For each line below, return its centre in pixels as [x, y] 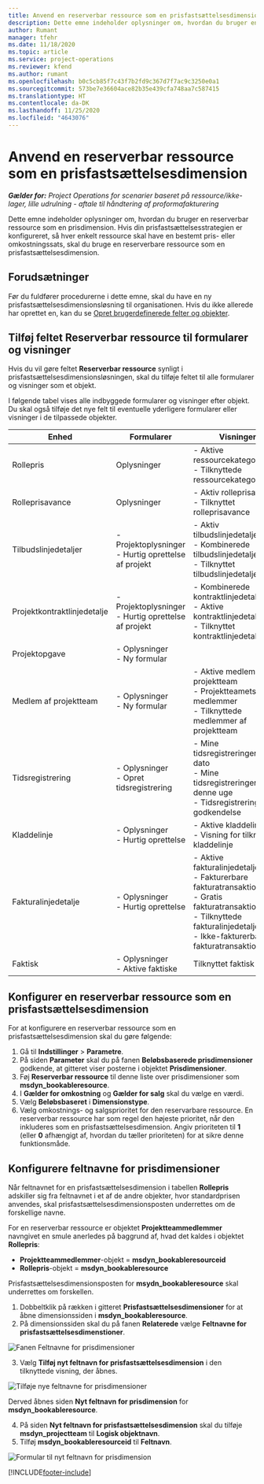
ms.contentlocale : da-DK [49, 103]
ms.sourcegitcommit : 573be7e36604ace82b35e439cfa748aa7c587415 [114, 89]
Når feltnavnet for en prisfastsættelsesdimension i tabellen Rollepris [119, 1188]
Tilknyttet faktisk [224, 964]
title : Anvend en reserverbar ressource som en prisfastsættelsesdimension [135, 15]
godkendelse [217, 812]
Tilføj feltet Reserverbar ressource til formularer [128, 338]
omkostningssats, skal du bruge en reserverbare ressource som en [117, 244]
